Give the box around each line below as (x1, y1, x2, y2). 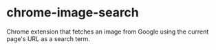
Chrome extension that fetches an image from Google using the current (6, 27, 209, 36)
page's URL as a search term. (6, 34, 91, 42)
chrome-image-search (6, 5, 139, 21)
